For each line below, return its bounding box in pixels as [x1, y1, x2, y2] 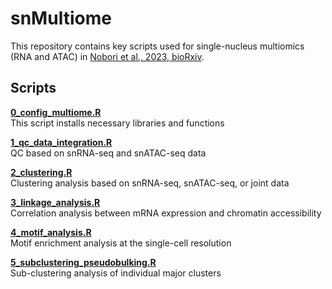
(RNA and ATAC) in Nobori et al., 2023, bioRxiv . [10, 50, 205, 62]
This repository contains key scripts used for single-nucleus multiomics [10, 40, 305, 52]
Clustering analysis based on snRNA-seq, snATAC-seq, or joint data [10, 177, 290, 189]
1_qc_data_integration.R [10, 136, 113, 148]
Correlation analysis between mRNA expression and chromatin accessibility [10, 207, 322, 219]
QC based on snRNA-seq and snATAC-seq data [10, 147, 207, 159]
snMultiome [10, 7, 112, 30]
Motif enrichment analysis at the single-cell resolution [10, 237, 232, 249]
